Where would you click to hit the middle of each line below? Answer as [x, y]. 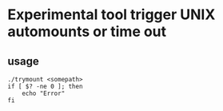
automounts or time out [87, 32]
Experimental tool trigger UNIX [111, 15]
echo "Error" [44, 93]
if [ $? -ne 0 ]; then [45, 86]
